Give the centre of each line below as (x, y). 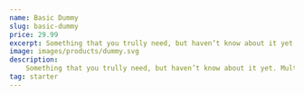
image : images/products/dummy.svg (75, 52)
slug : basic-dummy (44, 26)
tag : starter (34, 77)
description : (34, 60)
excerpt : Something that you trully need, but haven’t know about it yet (152, 43)
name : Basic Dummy (44, 18)
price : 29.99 (34, 34)
